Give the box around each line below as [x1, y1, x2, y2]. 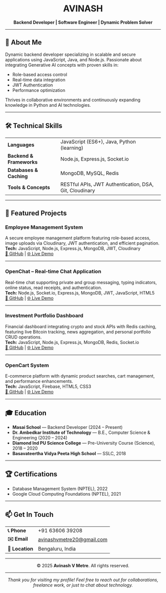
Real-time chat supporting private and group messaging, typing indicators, [5, 279, 157, 285]
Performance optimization [12, 87, 66, 93]
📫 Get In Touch [5, 510, 54, 519]
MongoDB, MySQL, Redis [60, 169, 119, 176]
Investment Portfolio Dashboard [5, 312, 83, 319]
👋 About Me [5, 38, 42, 47]
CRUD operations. [5, 334, 42, 340]
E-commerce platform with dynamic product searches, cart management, [5, 373, 155, 379]
